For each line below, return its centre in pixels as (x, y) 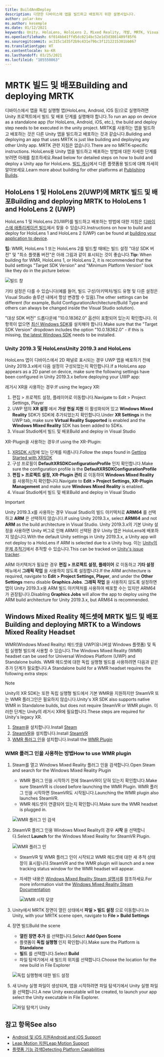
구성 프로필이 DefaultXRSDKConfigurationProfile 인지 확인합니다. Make (82, 464)
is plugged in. (33, 810)
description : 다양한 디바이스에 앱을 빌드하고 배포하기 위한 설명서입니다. (70, 14)
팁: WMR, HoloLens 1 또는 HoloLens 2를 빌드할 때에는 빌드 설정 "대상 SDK (77, 248)
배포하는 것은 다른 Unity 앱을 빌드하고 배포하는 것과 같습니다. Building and (81, 134)
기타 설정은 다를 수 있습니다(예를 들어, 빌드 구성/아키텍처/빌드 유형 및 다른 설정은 (82, 291)
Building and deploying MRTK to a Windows (73, 625)
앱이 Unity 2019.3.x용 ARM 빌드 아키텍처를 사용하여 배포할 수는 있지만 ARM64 (80, 588)
